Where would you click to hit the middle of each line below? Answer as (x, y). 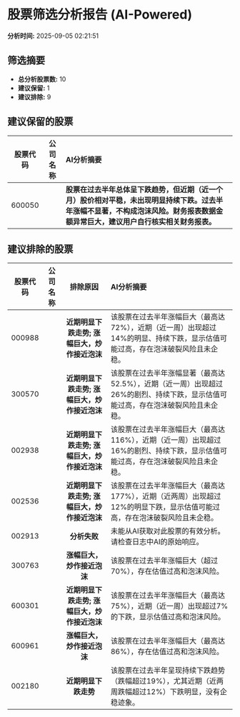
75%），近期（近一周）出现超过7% (169, 606)
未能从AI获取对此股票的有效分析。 (167, 531)
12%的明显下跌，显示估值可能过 (165, 507)
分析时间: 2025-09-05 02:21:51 (53, 36)
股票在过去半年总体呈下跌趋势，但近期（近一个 (144, 189)
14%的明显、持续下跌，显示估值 (165, 339)
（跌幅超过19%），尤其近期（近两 (167, 681)
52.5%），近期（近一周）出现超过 (167, 384)
